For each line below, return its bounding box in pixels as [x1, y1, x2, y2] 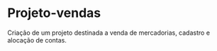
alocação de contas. [7, 35, 67, 44]
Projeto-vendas [7, 5, 101, 21]
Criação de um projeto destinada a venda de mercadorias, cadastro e [7, 28, 211, 37]
